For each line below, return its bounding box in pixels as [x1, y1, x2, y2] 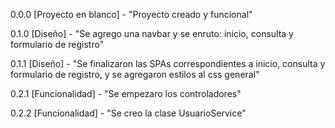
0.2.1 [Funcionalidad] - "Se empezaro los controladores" [10, 88, 242, 99]
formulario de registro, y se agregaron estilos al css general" [10, 69, 260, 80]
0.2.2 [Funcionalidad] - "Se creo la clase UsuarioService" [10, 107, 247, 119]
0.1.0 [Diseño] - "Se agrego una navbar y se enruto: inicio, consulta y [10, 28, 294, 39]
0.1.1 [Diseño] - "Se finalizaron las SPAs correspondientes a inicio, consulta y [10, 58, 326, 69]
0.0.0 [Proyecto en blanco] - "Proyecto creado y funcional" [10, 9, 253, 20]
